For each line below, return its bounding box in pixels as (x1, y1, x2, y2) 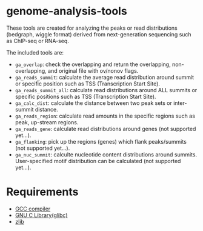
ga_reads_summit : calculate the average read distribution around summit (15, 73, 195, 81)
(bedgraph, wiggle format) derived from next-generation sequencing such (6, 30, 192, 38)
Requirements (6, 185, 79, 199)
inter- (173, 99, 187, 107)
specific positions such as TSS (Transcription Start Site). (15, 93, 156, 100)
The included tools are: (6, 49, 64, 56)
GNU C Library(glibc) (15, 211, 68, 219)
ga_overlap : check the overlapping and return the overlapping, (15, 61, 171, 68)
